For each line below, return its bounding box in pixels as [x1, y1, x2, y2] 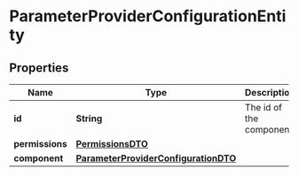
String [75, 112, 103, 125]
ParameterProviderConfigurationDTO [75, 152, 237, 165]
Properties [9, 60, 69, 75]
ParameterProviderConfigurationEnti [9, 6, 286, 27]
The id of [245, 102, 282, 113]
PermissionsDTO [75, 138, 149, 149]
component [13, 152, 64, 165]
